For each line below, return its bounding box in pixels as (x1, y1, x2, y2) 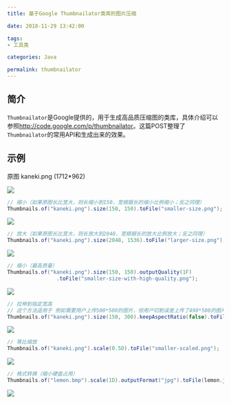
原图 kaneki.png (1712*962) (7, 172, 86, 180)
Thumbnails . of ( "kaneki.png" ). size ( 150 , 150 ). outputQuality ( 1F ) (7, 269, 192, 276)
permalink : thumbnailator (7, 66, 81, 73)
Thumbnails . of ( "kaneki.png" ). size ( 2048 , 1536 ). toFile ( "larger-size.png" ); (7, 237, 226, 244)
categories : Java (7, 54, 57, 61)
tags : (7, 35, 23, 42)
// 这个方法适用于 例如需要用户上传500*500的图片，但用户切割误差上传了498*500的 (7, 307, 217, 314)
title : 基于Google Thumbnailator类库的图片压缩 (7, 10, 137, 17)
